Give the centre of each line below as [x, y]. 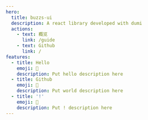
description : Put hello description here [70, 74]
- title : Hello [30, 62]
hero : [12, 12]
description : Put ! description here [65, 108]
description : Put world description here [70, 91]
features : [18, 57]
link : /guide [38, 40]
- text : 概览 [32, 35]
